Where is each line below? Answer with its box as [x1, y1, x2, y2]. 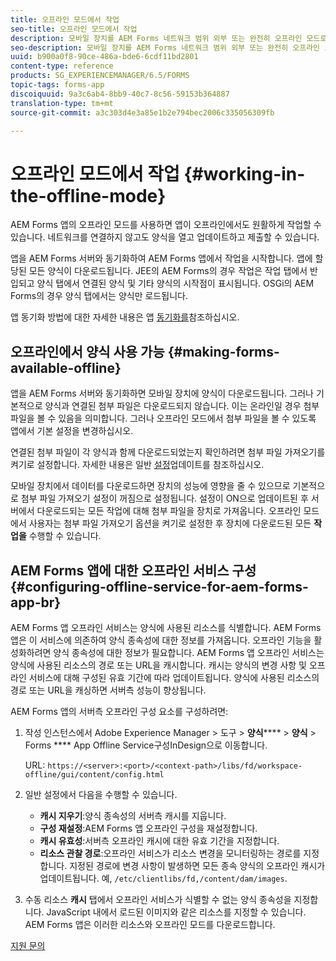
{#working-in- [183, 162, 306, 185]
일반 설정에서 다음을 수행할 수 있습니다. [24, 788, 178, 800]
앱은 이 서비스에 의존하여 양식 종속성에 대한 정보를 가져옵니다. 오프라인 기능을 [10, 634, 312, 646]
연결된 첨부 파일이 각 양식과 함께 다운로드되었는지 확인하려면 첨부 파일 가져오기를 [10, 446, 326, 458]
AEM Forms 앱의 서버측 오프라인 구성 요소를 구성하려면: [10, 705, 229, 717]
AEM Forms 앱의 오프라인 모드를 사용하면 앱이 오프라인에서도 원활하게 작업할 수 [10, 219, 322, 231]
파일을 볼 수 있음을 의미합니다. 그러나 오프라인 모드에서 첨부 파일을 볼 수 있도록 [10, 412, 317, 425]
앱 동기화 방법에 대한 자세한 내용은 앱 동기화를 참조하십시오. [10, 311, 240, 323]
